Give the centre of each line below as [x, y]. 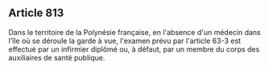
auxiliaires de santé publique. [57, 57]
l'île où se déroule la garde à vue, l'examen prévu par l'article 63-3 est [125, 41]
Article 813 [36, 13]
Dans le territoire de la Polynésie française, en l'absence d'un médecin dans [134, 32]
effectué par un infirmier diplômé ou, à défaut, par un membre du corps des [134, 49]
